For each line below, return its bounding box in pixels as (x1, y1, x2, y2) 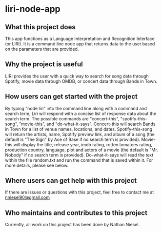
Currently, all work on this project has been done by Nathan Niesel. (5, 222, 140, 228)
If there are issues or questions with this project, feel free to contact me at (5, 189, 154, 195)
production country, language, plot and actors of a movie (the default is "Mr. (5, 147, 158, 153)
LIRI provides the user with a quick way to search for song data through (5, 73, 149, 79)
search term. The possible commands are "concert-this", (5, 116, 120, 121)
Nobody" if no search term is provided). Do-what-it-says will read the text (5, 152, 154, 158)
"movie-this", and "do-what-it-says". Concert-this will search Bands (19, 121, 156, 127)
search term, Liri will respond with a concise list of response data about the (5, 111, 157, 116)
